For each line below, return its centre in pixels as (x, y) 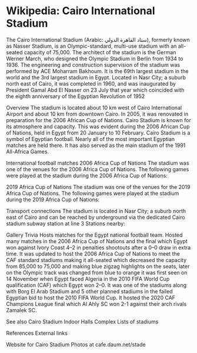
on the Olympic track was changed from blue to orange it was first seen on (97, 272)
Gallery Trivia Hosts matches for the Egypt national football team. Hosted (94, 235)
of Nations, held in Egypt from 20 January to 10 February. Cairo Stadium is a (98, 133)
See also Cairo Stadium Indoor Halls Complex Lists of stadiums (82, 321)
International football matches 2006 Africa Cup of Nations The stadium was (98, 163)
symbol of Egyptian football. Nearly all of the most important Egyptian (91, 139)
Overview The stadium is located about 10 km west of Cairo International (94, 107)
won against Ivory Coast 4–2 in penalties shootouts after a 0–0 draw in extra (98, 247)
